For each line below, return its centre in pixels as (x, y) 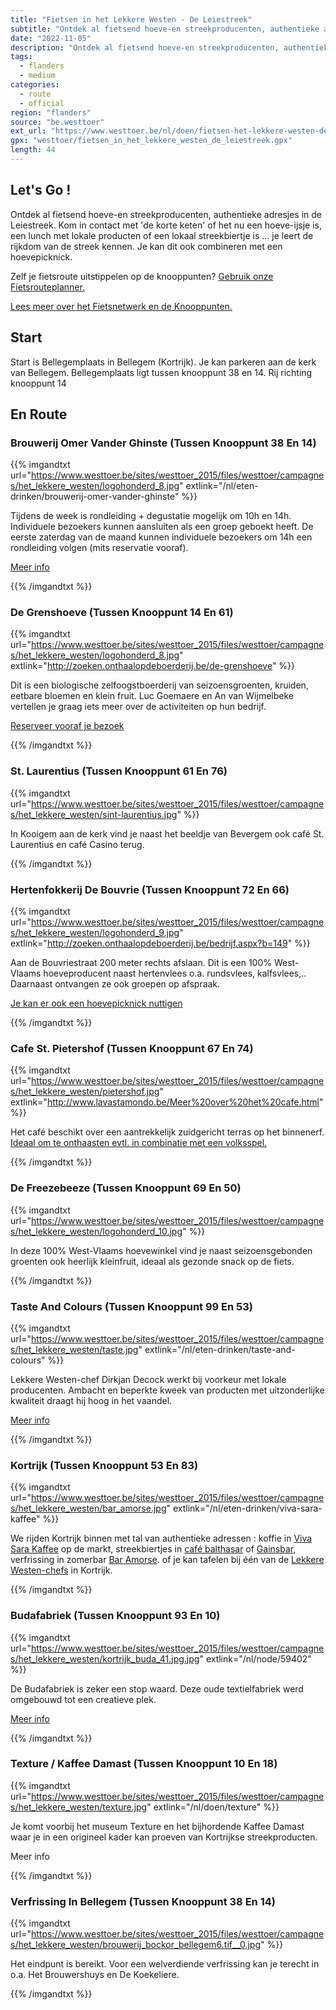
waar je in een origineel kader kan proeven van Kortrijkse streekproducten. (164, 1837)
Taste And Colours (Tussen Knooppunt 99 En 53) (131, 1306)
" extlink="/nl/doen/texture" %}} (213, 1807)
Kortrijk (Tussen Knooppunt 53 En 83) (104, 1465)
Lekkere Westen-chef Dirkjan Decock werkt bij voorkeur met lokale (148, 1379)
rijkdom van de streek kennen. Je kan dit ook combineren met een (146, 246)
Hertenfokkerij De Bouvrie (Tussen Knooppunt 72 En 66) (150, 889)
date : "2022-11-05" (51, 38)
